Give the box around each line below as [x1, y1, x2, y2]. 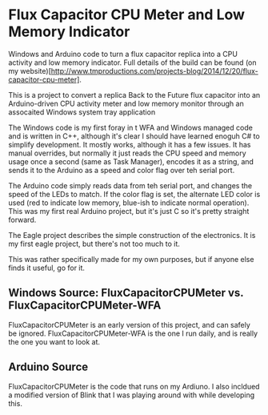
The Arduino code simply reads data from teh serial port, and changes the [8, 180, 253, 190]
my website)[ [8, 66, 52, 75]
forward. [8, 215, 37, 224]
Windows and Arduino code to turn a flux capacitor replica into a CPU [8, 49, 238, 58]
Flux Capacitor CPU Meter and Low [8, 6, 246, 24]
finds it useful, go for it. [8, 263, 86, 272]
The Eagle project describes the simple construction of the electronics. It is [8, 230, 256, 240]
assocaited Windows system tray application [8, 107, 156, 117]
